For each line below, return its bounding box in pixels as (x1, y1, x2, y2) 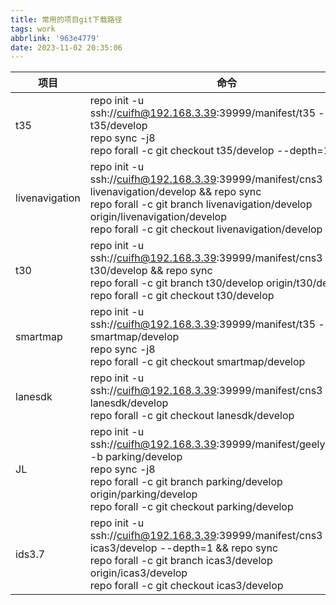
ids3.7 (15, 547, 46, 561)
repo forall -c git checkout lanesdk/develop (89, 409, 295, 423)
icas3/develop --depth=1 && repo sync (89, 541, 279, 555)
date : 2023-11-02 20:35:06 (10, 42, 123, 53)
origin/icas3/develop (89, 566, 188, 580)
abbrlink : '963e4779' (10, 33, 101, 43)
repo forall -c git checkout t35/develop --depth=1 (89, 144, 331, 158)
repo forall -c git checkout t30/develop (89, 289, 275, 303)
